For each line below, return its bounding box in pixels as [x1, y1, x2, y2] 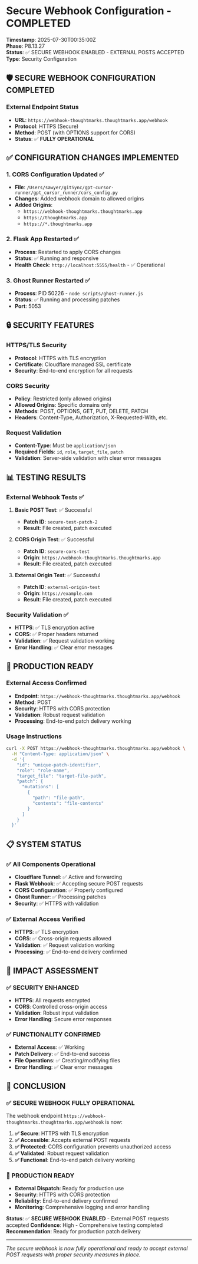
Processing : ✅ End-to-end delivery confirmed [14, 948, 128, 956]
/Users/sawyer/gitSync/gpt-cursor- [26, 185, 114, 191]
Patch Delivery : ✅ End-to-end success [14, 1051, 110, 1058]
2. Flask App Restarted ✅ [6, 235, 80, 243]
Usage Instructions [6, 732, 62, 740]
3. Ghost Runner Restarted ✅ [6, 276, 90, 284]
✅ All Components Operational [6, 860, 96, 868]
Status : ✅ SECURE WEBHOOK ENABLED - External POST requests [6, 1215, 169, 1222]
